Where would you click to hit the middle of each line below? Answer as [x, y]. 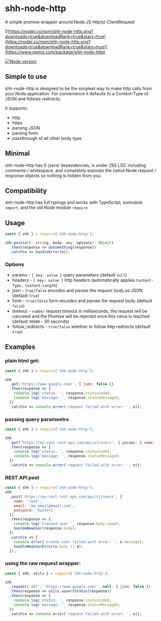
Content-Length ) [41, 285]
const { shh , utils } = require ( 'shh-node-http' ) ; [57, 573]
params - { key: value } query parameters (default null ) [69, 275]
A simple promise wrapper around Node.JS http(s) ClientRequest [70, 22]
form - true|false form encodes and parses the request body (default [82, 301]
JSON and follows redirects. [33, 99]
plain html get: [22, 361]
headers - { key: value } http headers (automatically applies [73, 280]
